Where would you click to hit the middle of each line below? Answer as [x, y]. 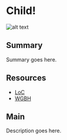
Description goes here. [34, 131]
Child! [21, 11]
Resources [26, 78]
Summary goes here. [31, 59]
